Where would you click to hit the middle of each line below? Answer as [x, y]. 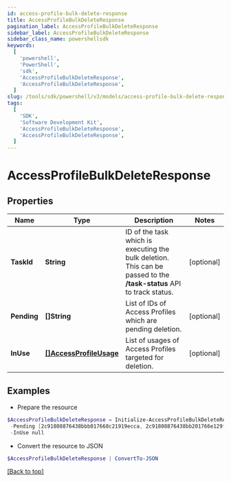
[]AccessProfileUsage [82, 353]
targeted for [144, 357]
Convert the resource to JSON [60, 446]
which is [139, 240]
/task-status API [153, 284]
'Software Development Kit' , [61, 122]
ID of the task [147, 232]
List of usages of [153, 340]
